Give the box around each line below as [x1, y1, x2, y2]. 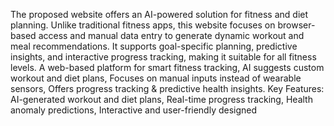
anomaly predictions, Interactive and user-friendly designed [10, 104, 258, 116]
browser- [277, 19, 316, 31]
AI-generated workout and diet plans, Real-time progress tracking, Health [10, 94, 313, 105]
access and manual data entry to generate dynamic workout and [38, 30, 305, 41]
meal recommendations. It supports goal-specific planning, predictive [10, 40, 298, 52]
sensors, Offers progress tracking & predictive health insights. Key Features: [10, 83, 325, 94]
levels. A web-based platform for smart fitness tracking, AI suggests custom [10, 62, 325, 73]
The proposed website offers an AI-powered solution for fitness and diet [10, 9, 309, 20]
